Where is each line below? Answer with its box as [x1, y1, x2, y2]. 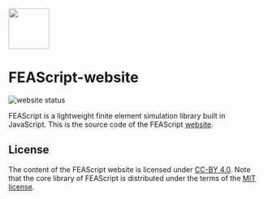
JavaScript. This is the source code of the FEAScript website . [8, 119, 214, 129]
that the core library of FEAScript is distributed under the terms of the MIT [8, 173, 256, 183]
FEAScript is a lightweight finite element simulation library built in [8, 110, 226, 120]
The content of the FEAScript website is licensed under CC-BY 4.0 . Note [8, 164, 251, 174]
